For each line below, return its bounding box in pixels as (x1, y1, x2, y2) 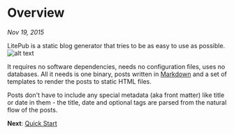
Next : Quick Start (7, 119, 57, 127)
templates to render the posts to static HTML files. (7, 77, 152, 85)
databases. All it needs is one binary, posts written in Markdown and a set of (7, 70, 227, 78)
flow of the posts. (7, 105, 58, 114)
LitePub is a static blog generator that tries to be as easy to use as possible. (7, 41, 226, 50)
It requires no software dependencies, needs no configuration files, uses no (7, 62, 226, 70)
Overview (7, 5, 65, 21)
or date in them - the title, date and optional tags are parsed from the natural (7, 98, 227, 106)
